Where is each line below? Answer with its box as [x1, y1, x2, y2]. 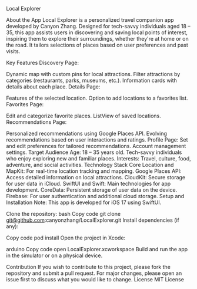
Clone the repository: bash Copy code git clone [6, 211, 121, 217]
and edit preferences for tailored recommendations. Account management [6, 143, 186, 149]
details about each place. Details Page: [6, 83, 101, 90]
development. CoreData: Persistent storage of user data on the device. [6, 186, 178, 193]
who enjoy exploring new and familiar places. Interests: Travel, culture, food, [6, 155, 191, 162]
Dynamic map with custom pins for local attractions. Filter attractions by [6, 71, 181, 77]
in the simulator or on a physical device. [6, 252, 103, 259]
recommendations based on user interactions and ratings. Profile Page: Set [6, 136, 188, 143]
